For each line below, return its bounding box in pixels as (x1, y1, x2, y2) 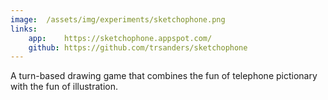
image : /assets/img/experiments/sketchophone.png (10, 14, 226, 25)
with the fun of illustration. (10, 81, 119, 93)
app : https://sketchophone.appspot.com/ (28, 33, 213, 43)
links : (10, 24, 38, 34)
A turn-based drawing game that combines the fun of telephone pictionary (10, 70, 318, 82)
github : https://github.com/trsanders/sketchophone (28, 42, 248, 53)
